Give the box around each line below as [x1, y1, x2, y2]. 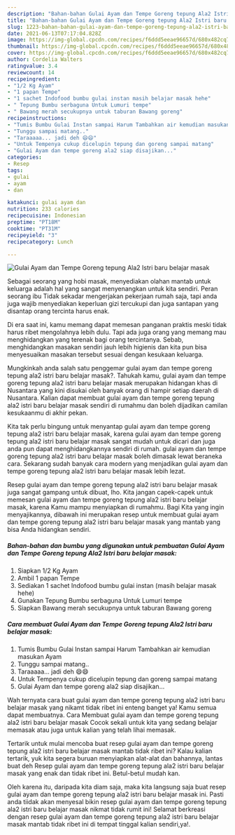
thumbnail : [7, 43, 39, 50]
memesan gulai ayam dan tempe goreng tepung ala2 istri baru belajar [7, 495, 208, 504]
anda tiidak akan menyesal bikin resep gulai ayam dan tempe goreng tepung [7, 798, 227, 806]
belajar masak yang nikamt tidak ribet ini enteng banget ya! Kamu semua [7, 703, 217, 712]
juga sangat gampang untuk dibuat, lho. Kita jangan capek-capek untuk [7, 488, 213, 497]
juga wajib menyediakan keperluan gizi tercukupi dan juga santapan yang [7, 300, 219, 308]
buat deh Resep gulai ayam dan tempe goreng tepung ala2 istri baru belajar [7, 762, 225, 770]
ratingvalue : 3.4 [7, 62, 58, 69]
